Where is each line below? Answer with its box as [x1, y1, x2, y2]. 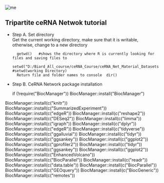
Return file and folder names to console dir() [17, 73, 118, 77]
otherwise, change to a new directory [12, 42, 88, 48]
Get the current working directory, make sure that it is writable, [12, 37, 139, 42]
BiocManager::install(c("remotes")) [5, 172, 76, 178]
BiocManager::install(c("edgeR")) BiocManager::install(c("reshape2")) [5, 110, 145, 116]
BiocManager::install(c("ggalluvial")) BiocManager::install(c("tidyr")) [5, 131, 142, 137]
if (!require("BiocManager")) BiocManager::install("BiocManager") [12, 91, 145, 96]
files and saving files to [12, 55, 67, 60]
